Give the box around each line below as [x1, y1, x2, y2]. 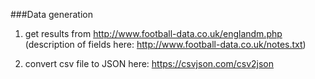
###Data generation [10, 9, 93, 20]
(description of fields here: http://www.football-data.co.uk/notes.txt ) [24, 39, 307, 50]
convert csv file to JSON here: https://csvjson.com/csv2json [24, 58, 275, 69]
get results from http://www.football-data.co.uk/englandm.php [24, 28, 283, 39]
